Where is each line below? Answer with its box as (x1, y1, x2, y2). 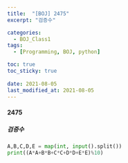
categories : (7, 29, 42, 36)
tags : (7, 42, 23, 49)
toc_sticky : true (7, 67, 57, 74)
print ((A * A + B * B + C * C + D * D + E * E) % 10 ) (7, 149, 104, 156)
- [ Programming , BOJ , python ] (13, 49, 100, 55)
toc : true (7, 61, 36, 68)
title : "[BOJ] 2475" (7, 10, 70, 17)
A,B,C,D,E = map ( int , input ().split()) (7, 143, 122, 150)
